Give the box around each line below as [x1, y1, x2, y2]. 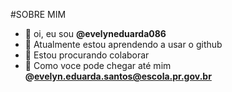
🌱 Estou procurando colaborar [24, 49, 150, 61]
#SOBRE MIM [10, 9, 67, 20]
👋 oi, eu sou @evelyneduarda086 [24, 28, 167, 39]
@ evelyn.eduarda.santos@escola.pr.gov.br [24, 70, 212, 82]
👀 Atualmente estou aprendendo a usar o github [24, 39, 223, 50]
